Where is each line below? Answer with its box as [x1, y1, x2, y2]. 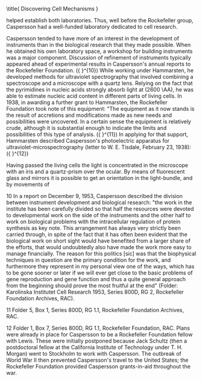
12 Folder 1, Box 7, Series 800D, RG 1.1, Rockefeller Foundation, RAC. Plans [6, 324, 190, 332]
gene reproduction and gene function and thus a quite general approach [6, 276, 186, 282]
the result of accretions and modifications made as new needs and [6, 111, 172, 119]
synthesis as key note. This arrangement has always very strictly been [6, 225, 181, 231]
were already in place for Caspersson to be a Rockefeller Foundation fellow [6, 331, 193, 338]
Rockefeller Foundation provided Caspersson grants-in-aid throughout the [6, 363, 191, 370]
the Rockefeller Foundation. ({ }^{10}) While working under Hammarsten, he [6, 67, 194, 74]
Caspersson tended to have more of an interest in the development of [6, 35, 180, 42]
